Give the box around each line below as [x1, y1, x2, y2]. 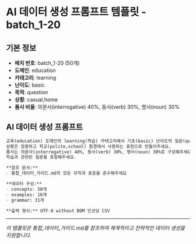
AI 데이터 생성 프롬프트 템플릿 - [6, 5, 147, 19]
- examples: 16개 [6, 191, 47, 198]
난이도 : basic [14, 81, 45, 88]
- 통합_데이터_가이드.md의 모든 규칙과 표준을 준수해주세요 [6, 170, 127, 176]
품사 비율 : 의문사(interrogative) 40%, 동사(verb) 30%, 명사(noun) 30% [14, 104, 180, 110]
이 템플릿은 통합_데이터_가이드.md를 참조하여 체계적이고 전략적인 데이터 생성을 [6, 225, 185, 232]
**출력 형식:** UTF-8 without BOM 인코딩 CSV [6, 208, 110, 214]
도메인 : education [14, 67, 57, 74]
